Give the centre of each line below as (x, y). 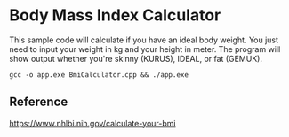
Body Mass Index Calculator (115, 15)
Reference (39, 102)
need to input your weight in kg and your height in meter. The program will (145, 49)
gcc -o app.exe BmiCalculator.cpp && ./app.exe (99, 75)
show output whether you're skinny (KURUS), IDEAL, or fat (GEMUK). (136, 58)
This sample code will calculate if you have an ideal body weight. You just (144, 40)
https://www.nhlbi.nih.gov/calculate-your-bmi (92, 123)
